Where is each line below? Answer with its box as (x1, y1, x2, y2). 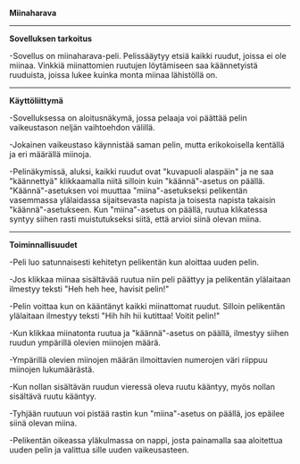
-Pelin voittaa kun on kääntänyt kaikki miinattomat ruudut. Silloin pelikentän (9, 301, 286, 311)
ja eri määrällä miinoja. (9, 149, 92, 159)
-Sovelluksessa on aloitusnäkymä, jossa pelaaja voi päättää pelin (9, 113, 247, 123)
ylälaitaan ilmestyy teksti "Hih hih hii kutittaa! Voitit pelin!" (9, 310, 221, 321)
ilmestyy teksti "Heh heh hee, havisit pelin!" (9, 283, 170, 294)
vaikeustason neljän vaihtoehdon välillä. (9, 122, 155, 132)
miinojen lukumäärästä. (9, 364, 96, 375)
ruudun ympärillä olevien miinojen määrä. (9, 337, 161, 348)
